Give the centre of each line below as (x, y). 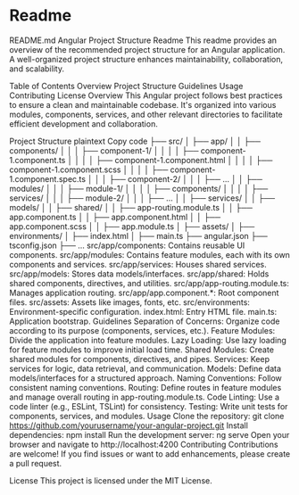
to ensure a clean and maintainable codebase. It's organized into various (143, 104)
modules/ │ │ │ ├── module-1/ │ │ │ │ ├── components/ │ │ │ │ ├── (139, 188)
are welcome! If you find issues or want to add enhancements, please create (150, 454)
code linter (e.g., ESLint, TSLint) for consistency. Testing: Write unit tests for (149, 406)
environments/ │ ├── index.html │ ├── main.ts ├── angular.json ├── (138, 235)
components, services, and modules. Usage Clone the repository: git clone (147, 416)
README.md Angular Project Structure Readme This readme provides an (143, 40)
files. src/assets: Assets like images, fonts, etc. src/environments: (129, 302)
